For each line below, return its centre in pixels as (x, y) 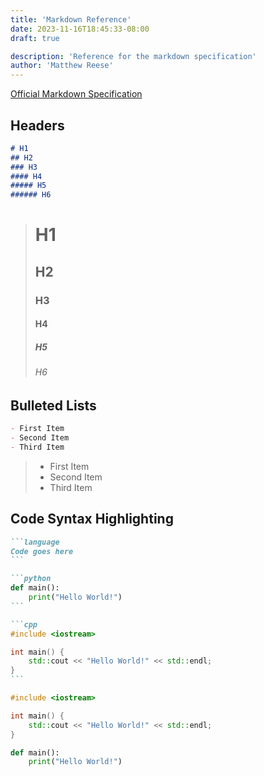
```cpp (24, 624)
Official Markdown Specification (76, 94)
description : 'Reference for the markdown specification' (133, 56)
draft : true (35, 38)
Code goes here (42, 551)
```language (35, 542)
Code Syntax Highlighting (92, 519)
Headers (37, 125)
